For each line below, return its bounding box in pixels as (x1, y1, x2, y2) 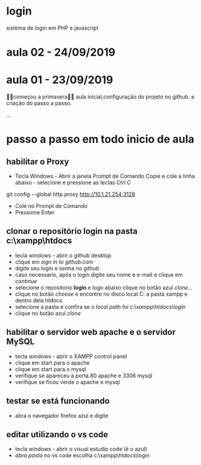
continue (14, 277, 37, 285)
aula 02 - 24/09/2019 (6, 45, 116, 59)
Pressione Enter (14, 209, 55, 216)
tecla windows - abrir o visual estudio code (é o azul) (14, 446, 147, 453)
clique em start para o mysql (14, 365, 86, 372)
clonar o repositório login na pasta (6, 226, 138, 236)
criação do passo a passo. (6, 100, 72, 107)
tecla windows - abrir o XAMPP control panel (14, 353, 127, 360)
